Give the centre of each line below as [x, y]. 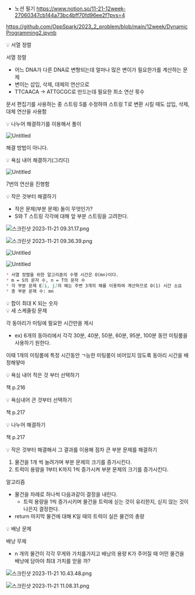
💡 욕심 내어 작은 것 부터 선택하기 [43, 375]
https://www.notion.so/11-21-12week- [81, 8]
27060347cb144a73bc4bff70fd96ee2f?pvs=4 [70, 15]
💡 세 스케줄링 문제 [27, 310]
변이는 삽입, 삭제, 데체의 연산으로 [52, 84]
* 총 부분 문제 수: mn [30, 291]
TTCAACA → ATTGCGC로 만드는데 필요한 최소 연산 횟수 [79, 92]
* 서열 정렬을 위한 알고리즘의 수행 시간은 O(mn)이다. [62, 275]
